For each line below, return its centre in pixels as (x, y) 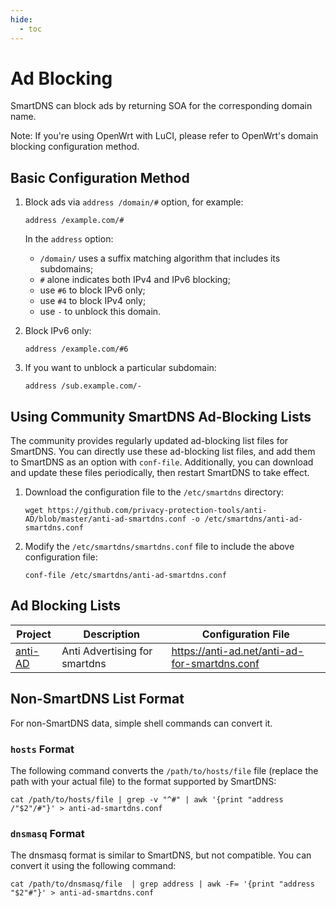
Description (112, 634)
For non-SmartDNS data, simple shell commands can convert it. (141, 723)
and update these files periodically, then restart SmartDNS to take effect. (160, 473)
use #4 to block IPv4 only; (93, 301)
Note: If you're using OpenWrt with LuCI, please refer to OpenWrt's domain (164, 136)
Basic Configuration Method (100, 177)
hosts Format (42, 749)
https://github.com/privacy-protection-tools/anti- (157, 511)
